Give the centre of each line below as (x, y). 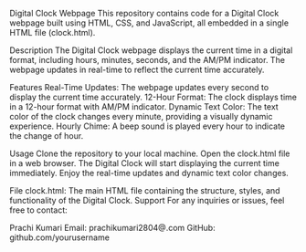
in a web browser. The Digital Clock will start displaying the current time (145, 163)
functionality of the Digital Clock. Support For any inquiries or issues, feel (147, 200)
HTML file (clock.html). (53, 32)
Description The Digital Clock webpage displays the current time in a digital (151, 50)
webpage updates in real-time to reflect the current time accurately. (137, 69)
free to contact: (39, 210)
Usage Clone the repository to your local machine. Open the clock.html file (150, 153)
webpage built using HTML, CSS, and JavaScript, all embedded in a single (149, 23)
